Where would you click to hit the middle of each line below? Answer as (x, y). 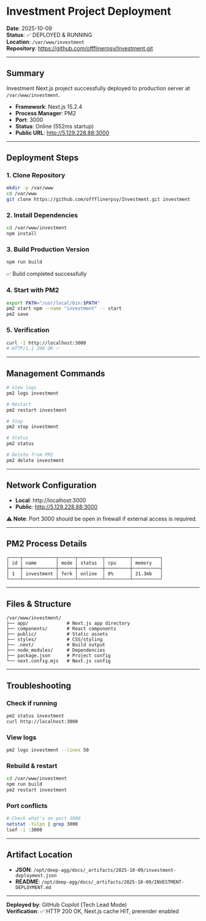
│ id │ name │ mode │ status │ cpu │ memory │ (85, 563)
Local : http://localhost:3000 (51, 500)
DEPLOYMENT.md (33, 887)
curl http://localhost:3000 (42, 721)
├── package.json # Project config (59, 656)
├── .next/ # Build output (56, 645)
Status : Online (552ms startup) (54, 126)
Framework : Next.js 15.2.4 (49, 106)
